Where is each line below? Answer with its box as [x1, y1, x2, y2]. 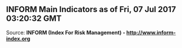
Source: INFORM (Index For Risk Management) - [6, 29, 125, 36]
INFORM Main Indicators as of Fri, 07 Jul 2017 [6, 5, 176, 14]
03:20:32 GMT [6, 14, 62, 24]
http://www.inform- [126, 29, 176, 36]
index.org [6, 35, 31, 42]
